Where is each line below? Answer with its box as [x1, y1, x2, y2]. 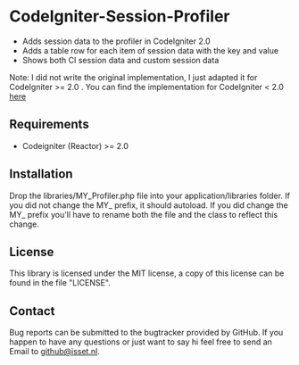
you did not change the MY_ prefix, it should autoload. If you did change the [9, 199, 288, 211]
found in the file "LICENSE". [9, 278, 112, 288]
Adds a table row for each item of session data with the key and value [21, 45, 279, 55]
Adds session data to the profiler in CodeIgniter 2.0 [21, 36, 212, 46]
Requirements [9, 117, 89, 132]
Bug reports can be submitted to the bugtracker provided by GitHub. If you [9, 328, 284, 338]
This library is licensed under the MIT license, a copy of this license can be [9, 268, 285, 278]
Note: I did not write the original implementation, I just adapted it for [9, 71, 258, 82]
